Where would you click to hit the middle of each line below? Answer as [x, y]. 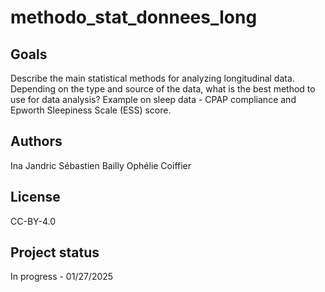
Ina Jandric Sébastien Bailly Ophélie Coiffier [101, 165]
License [35, 197]
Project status [55, 252]
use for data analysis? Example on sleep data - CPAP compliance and [153, 99]
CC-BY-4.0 [33, 221]
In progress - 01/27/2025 [62, 277]
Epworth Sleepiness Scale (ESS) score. [91, 110]
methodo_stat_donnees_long [134, 17]
